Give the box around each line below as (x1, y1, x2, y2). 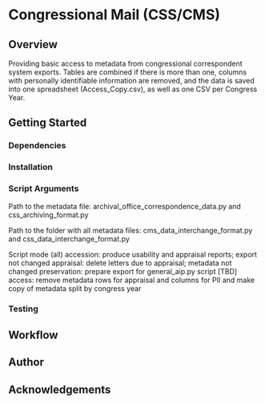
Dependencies (8, 140, 66, 151)
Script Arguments (8, 183, 79, 194)
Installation (8, 162, 54, 173)
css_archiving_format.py (8, 210, 89, 220)
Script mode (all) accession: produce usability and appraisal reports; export (8, 249, 258, 259)
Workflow (8, 328, 58, 341)
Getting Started (8, 116, 87, 130)
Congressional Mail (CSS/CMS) (8, 6, 221, 24)
